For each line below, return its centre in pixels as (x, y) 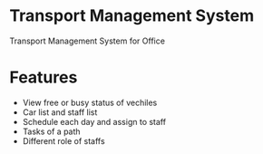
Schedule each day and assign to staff (94, 121)
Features (44, 77)
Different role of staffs (64, 140)
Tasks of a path (51, 131)
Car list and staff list (60, 112)
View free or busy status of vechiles (90, 102)
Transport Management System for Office (88, 41)
